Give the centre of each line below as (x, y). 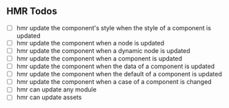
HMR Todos (32, 11)
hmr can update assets (49, 97)
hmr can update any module (57, 89)
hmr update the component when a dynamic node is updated (103, 50)
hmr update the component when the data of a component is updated (116, 66)
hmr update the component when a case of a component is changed (114, 82)
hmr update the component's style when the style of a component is (114, 28)
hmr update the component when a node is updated (90, 43)
